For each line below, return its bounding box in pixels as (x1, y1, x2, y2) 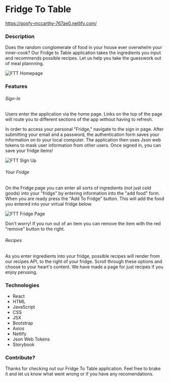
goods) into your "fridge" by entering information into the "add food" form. (5, 190, 160, 196)
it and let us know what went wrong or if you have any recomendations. (5, 371, 154, 377)
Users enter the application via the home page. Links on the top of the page (5, 111, 162, 117)
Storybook (12, 342, 35, 348)
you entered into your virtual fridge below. (5, 201, 92, 207)
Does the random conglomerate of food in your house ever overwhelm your (5, 44, 162, 51)
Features (5, 83, 28, 90)
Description (5, 33, 35, 40)
